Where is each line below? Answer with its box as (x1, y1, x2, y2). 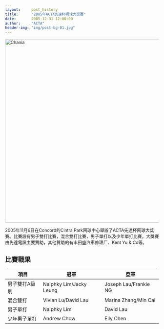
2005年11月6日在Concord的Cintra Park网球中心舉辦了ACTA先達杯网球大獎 (5, 227, 154, 233)
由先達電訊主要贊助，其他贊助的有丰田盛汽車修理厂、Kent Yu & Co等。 (5, 239, 147, 245)
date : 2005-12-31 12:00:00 (5, 16, 73, 21)
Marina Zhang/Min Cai (104, 297, 156, 304)
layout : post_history (5, 7, 58, 12)
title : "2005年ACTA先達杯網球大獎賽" (5, 12, 86, 17)
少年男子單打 (7, 315, 38, 322)
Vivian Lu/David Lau (43, 297, 89, 304)
